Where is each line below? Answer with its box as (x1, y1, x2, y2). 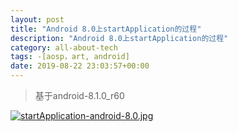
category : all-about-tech (10, 42, 118, 53)
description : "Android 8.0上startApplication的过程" (10, 33, 229, 43)
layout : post (10, 14, 65, 25)
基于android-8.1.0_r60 (34, 90, 125, 101)
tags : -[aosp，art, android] (10, 52, 130, 62)
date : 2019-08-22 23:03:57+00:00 (10, 61, 150, 71)
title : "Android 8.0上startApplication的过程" (10, 24, 202, 34)
